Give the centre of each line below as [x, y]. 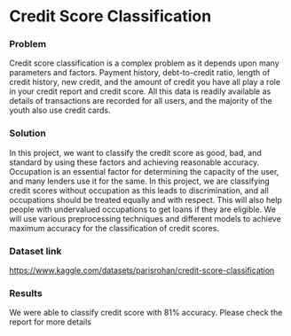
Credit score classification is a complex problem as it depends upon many [144, 63]
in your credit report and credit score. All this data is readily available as [140, 91]
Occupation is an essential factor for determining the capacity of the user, [144, 171]
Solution [28, 133]
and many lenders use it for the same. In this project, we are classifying [140, 181]
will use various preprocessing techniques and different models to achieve [145, 218]
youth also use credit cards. [60, 110]
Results [26, 293]
